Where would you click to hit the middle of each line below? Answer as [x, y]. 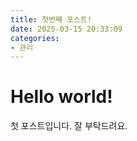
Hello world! [61, 97]
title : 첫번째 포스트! [51, 19]
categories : [35, 38]
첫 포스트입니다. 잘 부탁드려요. [69, 126]
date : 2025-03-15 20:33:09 [66, 29]
